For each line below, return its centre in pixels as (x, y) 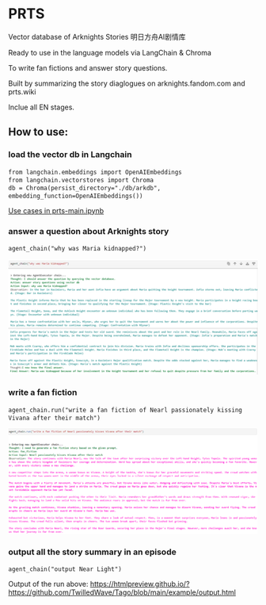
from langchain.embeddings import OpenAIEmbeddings (95, 172)
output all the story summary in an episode (92, 552)
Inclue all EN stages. (42, 107)
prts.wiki (22, 91)
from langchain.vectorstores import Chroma (81, 180)
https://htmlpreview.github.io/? (140, 584)
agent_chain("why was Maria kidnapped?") (78, 248)
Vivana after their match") (55, 418)
